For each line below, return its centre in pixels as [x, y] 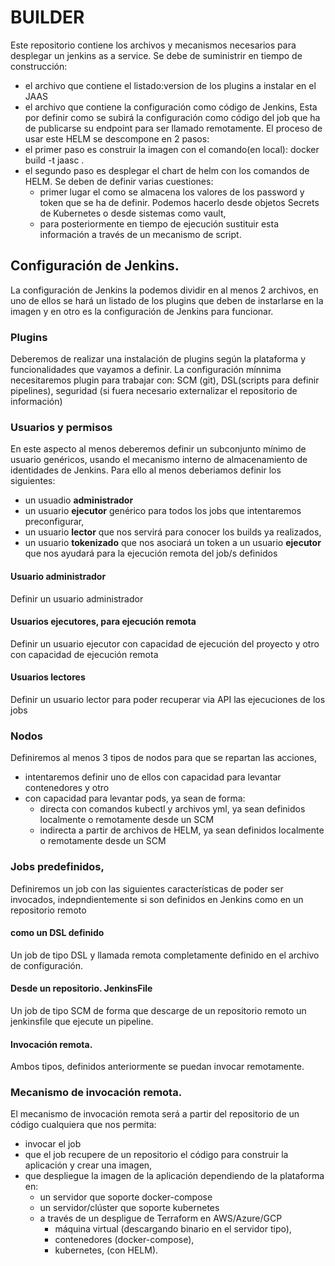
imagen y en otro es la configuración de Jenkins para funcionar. [142, 311]
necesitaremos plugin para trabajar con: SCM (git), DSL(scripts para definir [165, 380]
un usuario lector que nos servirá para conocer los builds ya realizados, [173, 532]
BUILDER [47, 17]
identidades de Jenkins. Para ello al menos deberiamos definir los [146, 470]
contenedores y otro [67, 788]
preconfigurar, [54, 522]
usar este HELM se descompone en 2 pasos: [117, 138]
